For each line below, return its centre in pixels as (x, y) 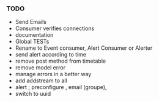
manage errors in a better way (53, 74)
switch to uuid (33, 94)
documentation (34, 35)
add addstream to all (41, 80)
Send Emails (31, 22)
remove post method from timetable (60, 61)
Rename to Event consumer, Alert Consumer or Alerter (84, 48)
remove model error (40, 68)
